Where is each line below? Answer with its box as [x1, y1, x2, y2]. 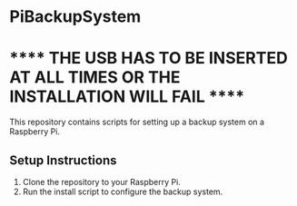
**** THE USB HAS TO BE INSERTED [9, 48, 288, 69]
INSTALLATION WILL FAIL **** [9, 86, 245, 107]
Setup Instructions [9, 152, 117, 168]
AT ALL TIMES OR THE [9, 67, 181, 88]
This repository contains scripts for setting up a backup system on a [9, 116, 265, 128]
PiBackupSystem [9, 6, 142, 27]
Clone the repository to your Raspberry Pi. [22, 176, 182, 187]
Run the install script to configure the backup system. [22, 186, 223, 197]
